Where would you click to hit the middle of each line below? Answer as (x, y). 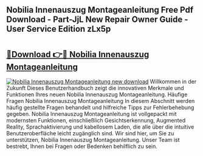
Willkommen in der (173, 81)
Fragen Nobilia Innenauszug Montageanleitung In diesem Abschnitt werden (101, 101)
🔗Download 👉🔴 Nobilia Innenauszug (78, 54)
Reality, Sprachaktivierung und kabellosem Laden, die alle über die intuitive (100, 127)
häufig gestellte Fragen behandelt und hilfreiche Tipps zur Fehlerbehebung (100, 107)
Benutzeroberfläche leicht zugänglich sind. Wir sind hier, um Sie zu (90, 133)
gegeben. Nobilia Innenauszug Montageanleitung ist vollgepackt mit (92, 114)
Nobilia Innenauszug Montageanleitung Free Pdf (100, 10)
